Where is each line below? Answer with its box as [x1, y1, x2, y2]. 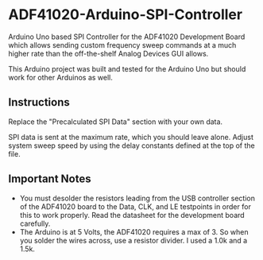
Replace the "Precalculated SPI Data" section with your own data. [8, 117, 223, 126]
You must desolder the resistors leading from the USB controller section [19, 193, 256, 203]
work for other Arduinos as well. [8, 72, 114, 82]
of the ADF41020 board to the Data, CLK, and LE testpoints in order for [19, 201, 252, 211]
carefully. [19, 219, 51, 228]
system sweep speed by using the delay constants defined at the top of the [8, 141, 256, 150]
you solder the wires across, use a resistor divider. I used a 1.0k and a [19, 235, 248, 245]
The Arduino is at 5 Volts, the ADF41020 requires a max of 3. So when [19, 227, 249, 236]
